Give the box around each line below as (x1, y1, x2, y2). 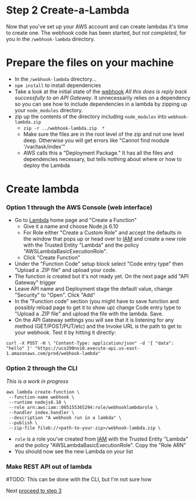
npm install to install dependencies (14, 82, 101, 89)
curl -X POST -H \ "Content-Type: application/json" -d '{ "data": (6, 340, 174, 347)
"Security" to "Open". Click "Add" (14, 291, 95, 298)
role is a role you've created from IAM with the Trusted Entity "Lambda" (14, 435, 188, 442)
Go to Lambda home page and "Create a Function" (14, 217, 137, 224)
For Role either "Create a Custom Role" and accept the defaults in (23, 229, 182, 236)
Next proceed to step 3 (6, 487, 62, 494)
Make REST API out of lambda (6, 462, 92, 471)
